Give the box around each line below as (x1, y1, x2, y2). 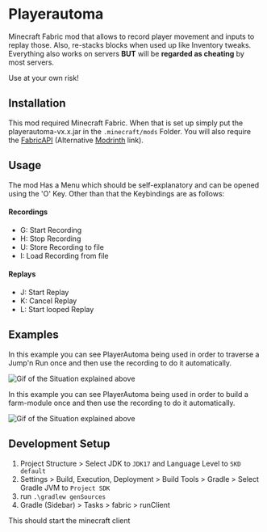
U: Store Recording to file (19, 242, 105, 251)
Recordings (8, 207, 48, 217)
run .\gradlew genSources (19, 491, 106, 501)
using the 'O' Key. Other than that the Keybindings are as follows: (8, 188, 225, 198)
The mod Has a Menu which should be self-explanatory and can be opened (8, 179, 260, 190)
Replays (8, 269, 36, 279)
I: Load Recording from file (19, 251, 109, 260)
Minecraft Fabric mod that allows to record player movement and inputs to (8, 32, 255, 41)
